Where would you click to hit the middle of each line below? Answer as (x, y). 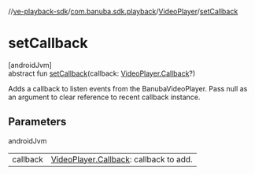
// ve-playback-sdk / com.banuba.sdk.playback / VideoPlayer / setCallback (123, 11)
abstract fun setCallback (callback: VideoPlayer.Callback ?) (102, 73)
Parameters (37, 122)
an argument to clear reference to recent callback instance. (104, 97)
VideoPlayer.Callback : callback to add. (122, 159)
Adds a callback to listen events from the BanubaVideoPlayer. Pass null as (128, 88)
